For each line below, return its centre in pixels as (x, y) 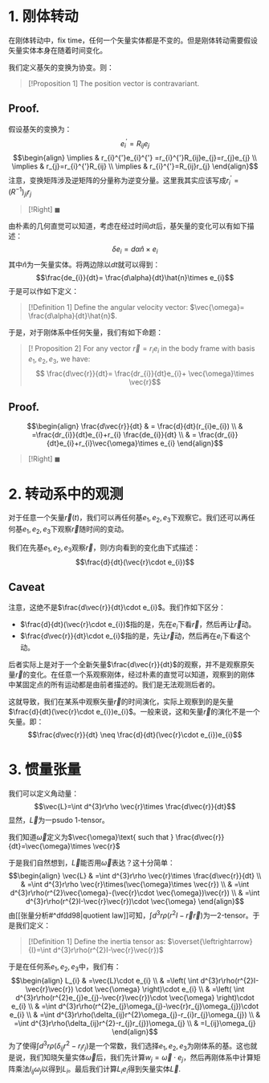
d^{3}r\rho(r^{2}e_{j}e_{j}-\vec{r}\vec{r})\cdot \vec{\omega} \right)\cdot (135, 998)
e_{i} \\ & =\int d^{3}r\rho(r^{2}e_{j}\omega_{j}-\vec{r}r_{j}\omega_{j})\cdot (135, 1006)
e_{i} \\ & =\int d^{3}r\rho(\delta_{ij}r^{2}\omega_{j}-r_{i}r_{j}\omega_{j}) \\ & (135, 1015)
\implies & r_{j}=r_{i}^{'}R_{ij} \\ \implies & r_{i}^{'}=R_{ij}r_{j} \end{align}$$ (135, 166)
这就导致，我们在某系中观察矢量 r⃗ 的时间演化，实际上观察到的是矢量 (121, 702)
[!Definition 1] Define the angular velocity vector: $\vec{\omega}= (136, 307)
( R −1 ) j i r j (20, 192)
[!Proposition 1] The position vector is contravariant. (113, 83)
